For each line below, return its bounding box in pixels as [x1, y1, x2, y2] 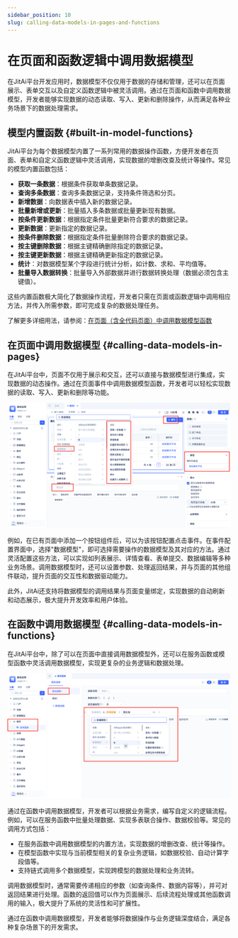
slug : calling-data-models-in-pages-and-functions [7, 18, 160, 26]
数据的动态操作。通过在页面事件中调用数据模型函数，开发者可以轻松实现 [13, 380, 225, 388]
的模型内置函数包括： [7, 165, 69, 173]
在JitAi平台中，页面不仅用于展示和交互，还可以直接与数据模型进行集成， [7, 370, 220, 379]
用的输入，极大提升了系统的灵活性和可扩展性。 [7, 898, 144, 907]
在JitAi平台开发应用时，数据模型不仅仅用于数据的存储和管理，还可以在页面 [7, 77, 225, 86]
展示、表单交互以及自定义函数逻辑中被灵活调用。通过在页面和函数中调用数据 [7, 86, 231, 95]
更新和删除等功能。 [56, 388, 113, 397]
